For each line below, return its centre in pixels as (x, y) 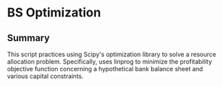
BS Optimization (54, 13)
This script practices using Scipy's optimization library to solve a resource (111, 54)
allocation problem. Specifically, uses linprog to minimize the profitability (110, 62)
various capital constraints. (45, 76)
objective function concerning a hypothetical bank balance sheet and (105, 69)
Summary (28, 38)
